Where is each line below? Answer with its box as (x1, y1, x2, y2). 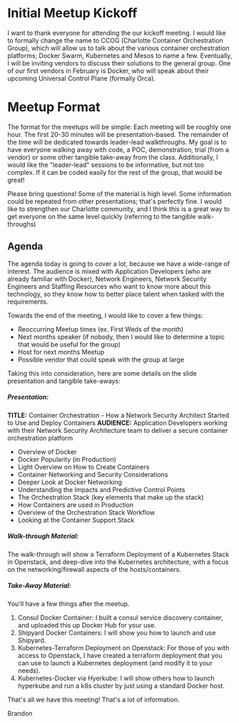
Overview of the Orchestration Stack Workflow (17, 508, 156, 516)
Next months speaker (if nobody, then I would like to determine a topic (17, 332, 225, 341)
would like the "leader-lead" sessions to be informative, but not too (7, 160, 205, 169)
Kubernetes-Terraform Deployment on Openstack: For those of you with (17, 643, 230, 652)
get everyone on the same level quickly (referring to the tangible (7, 212, 196, 220)
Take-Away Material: (7, 581, 71, 590)
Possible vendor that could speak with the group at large (17, 355, 184, 364)
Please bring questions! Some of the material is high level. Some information (7, 189, 232, 198)
